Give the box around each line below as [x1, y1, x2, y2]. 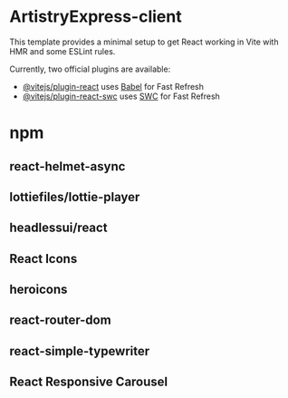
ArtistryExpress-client [9, 6, 183, 27]
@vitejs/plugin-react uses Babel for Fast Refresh [22, 81, 205, 92]
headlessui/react [9, 220, 108, 236]
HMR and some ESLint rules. [9, 45, 116, 56]
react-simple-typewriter [9, 343, 150, 359]
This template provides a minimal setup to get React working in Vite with [9, 36, 279, 47]
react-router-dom [9, 313, 111, 328]
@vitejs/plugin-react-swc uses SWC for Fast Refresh [22, 91, 220, 102]
